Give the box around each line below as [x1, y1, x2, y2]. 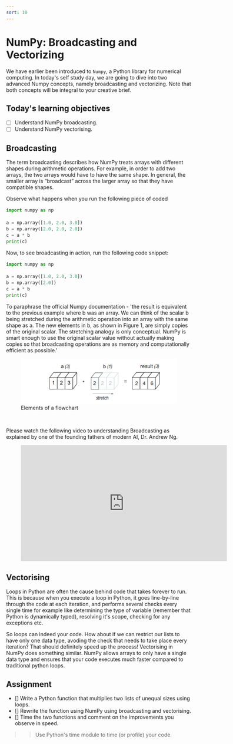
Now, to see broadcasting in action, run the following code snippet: [6, 249, 169, 256]
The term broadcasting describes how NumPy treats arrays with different [6, 159, 184, 166]
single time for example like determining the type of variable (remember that [6, 607, 191, 614]
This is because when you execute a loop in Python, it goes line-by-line [6, 594, 179, 601]
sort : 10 [6, 9, 28, 15]
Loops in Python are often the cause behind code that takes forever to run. [6, 588, 187, 595]
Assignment [6, 679, 52, 689]
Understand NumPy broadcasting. [14, 119, 98, 126]
